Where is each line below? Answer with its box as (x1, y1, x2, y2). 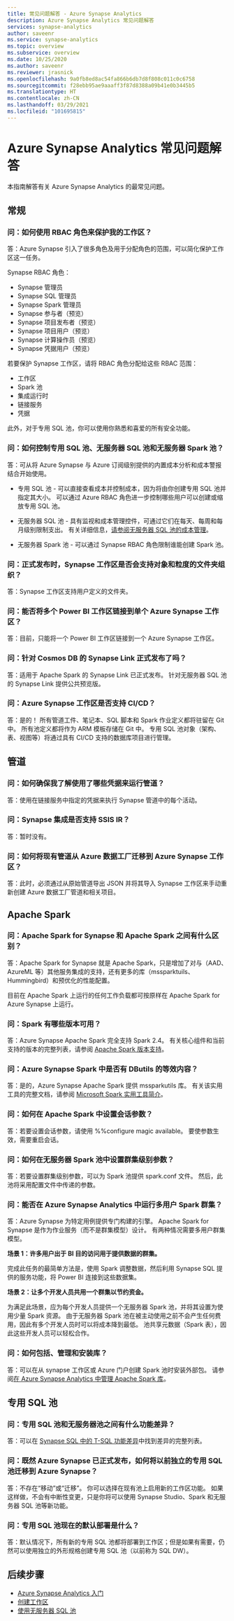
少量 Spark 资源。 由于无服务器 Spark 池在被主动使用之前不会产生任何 (13, 1312, 215, 1320)
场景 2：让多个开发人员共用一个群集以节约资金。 (7, 1288, 148, 1296)
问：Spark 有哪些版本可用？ (7, 1019, 101, 1029)
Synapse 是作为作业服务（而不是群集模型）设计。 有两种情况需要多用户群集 (7, 1226, 226, 1234)
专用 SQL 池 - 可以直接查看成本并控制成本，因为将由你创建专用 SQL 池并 (17, 484, 227, 492)
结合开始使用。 (7, 469, 50, 478)
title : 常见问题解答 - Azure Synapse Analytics (7, 10, 142, 18)
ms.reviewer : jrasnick (7, 69, 73, 76)
